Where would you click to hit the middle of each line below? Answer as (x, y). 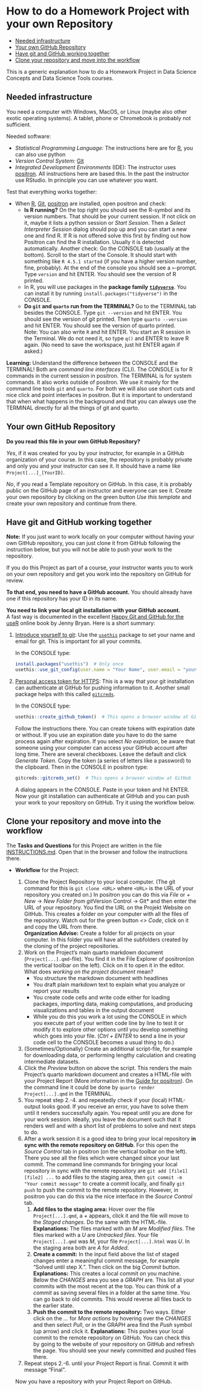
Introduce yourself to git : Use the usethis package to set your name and (105, 635)
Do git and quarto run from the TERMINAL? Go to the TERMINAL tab (110, 306)
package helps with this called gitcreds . (65, 694)
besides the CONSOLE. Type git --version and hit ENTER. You (103, 312)
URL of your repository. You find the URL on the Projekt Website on (108, 907)
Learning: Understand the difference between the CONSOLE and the (92, 363)
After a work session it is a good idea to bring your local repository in (110, 1138)
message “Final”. (45, 1369)
